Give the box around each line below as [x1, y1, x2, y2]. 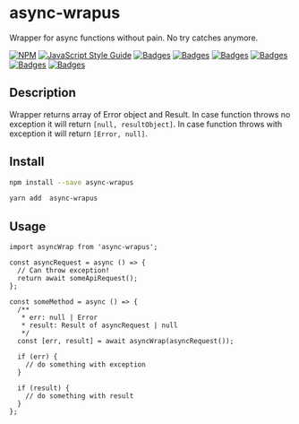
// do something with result [25, 392, 134, 401]
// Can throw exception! [17, 266, 110, 275]
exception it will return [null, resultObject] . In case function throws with [9, 118, 283, 129]
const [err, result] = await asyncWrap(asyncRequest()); [17, 337, 235, 346]
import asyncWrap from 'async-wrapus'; [9, 243, 158, 252]
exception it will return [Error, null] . [9, 128, 148, 139]
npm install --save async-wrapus [9, 177, 134, 186]
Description [9, 85, 76, 100]
